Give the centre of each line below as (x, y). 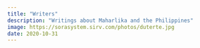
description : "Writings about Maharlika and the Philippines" (100, 20)
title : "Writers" (33, 14)
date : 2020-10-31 (33, 34)
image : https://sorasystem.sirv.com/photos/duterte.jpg (91, 27)
